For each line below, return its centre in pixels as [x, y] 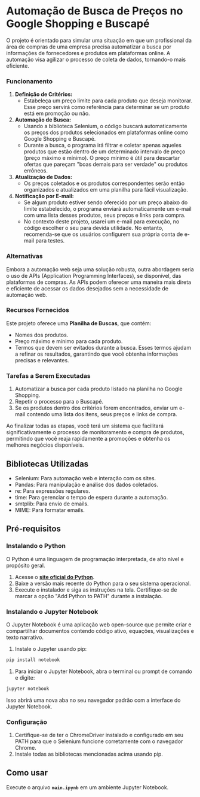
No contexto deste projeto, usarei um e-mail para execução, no [101, 222]
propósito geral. [26, 565]
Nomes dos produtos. [41, 335]
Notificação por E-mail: [44, 196]
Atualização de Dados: [44, 177]
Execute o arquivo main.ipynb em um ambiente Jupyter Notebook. [87, 787]
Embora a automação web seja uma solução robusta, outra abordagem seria [100, 269]
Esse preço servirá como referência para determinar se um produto [107, 107]
